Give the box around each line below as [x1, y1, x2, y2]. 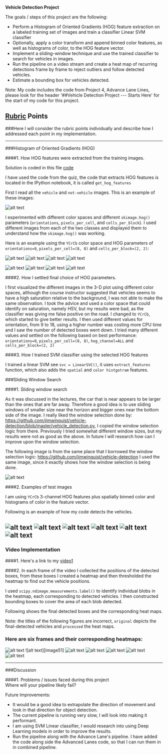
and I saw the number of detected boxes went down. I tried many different [5, 327, 158, 333]
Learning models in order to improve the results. [12, 728, 112, 734]
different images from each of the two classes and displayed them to [5, 225, 147, 231]
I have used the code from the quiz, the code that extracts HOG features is [5, 174, 159, 180]
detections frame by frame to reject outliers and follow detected [12, 66, 144, 72]
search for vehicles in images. [12, 56, 74, 62]
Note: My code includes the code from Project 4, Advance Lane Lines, [5, 87, 150, 92]
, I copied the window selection [94, 422, 159, 428]
